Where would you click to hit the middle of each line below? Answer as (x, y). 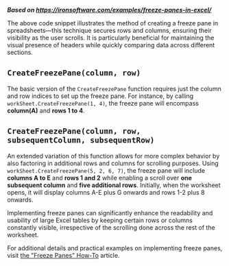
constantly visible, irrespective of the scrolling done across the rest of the (111, 227)
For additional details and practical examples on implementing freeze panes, (115, 248)
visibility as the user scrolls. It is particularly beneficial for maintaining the (111, 38)
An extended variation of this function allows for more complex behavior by (113, 156)
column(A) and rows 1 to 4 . (46, 110)
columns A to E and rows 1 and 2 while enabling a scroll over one (99, 178)
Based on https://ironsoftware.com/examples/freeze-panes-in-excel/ (109, 10)
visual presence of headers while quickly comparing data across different (111, 45)
